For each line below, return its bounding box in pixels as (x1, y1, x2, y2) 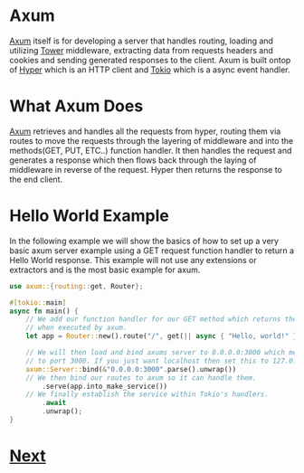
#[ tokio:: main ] (9, 298, 67, 307)
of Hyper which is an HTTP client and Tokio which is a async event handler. (9, 64, 291, 75)
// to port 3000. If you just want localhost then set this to (25, 356, 270, 365)
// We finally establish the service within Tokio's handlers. (25, 390, 270, 399)
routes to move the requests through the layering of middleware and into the (9, 135, 294, 146)
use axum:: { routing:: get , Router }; (9, 281, 144, 290)
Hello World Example (9, 205, 170, 226)
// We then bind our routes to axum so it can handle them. (25, 373, 257, 383)
